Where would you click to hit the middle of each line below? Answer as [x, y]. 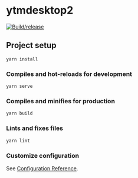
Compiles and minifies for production [60, 101]
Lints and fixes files [35, 128]
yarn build [19, 113]
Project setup [32, 45]
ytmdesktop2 [40, 10]
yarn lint [18, 141]
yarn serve [19, 87]
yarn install [22, 59]
